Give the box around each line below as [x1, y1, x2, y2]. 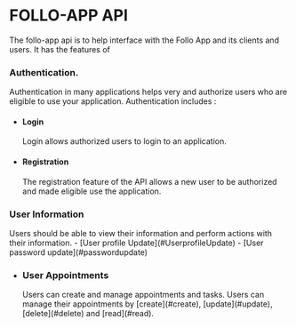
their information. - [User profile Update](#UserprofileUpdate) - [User [9, 237, 264, 248]
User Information [9, 208, 84, 220]
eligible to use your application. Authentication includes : [9, 96, 217, 107]
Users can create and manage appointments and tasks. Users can [21, 290, 265, 300]
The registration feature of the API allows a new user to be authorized [21, 176, 277, 187]
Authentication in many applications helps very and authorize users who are [9, 86, 287, 98]
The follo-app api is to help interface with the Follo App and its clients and [9, 35, 280, 45]
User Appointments [21, 268, 109, 281]
